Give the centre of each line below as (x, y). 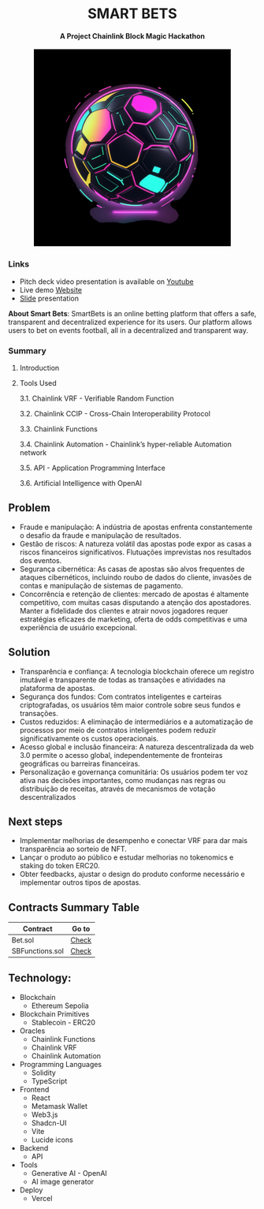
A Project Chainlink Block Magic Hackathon (132, 35)
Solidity (44, 1073)
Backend (34, 1147)
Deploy (31, 1190)
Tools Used (38, 382)
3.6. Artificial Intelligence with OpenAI (80, 483)
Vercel (42, 1198)
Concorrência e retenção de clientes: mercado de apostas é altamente (134, 594)
